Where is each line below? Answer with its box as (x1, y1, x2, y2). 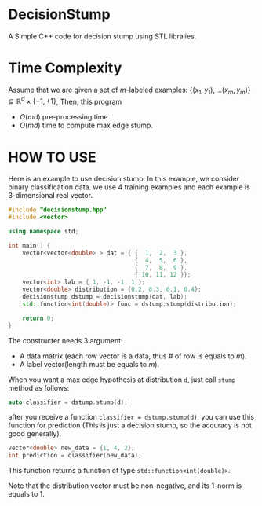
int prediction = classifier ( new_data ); (8, 452, 143, 460)
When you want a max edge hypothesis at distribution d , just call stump (8, 375, 236, 384)
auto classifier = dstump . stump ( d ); (8, 398, 128, 406)
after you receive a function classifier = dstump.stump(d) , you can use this (8, 412, 255, 422)
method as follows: (8, 383, 70, 392)
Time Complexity (8, 59, 122, 77)
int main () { (8, 241, 51, 249)
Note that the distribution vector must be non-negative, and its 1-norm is (8, 481, 242, 490)
